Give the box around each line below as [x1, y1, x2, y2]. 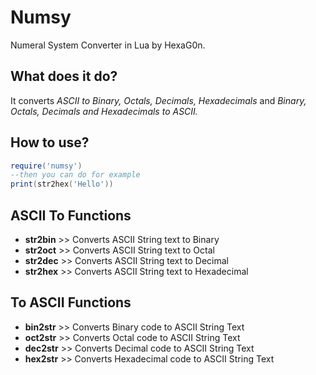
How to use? [10, 134, 90, 151]
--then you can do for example [10, 170, 141, 180]
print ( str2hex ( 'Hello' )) [10, 179, 114, 190]
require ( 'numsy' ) [10, 161, 83, 171]
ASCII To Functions [10, 207, 132, 224]
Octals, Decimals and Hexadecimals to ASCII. [10, 105, 198, 117]
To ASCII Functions [10, 294, 132, 311]
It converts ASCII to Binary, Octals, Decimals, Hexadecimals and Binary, [10, 94, 307, 106]
